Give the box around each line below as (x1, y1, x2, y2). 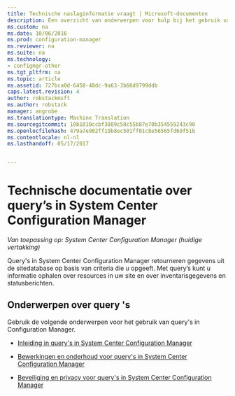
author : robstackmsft (7, 95, 71, 102)
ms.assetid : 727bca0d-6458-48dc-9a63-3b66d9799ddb (7, 82, 158, 89)
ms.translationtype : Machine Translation (7, 114, 130, 121)
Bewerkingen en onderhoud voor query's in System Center (17, 352, 187, 360)
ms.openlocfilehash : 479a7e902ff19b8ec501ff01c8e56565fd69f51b (7, 127, 196, 134)
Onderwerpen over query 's (7, 299, 131, 311)
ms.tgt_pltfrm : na (7, 69, 61, 76)
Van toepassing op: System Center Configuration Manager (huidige (7, 236, 203, 244)
